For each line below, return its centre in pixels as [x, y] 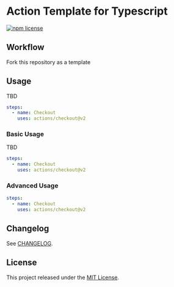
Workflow [25, 47]
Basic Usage [25, 134]
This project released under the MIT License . [63, 277]
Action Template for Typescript [87, 11]
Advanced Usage [32, 186]
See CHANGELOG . [30, 243]
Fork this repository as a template [49, 62]
